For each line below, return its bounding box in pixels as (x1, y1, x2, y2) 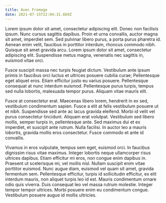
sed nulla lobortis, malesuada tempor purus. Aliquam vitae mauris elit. (5, 88, 148, 94)
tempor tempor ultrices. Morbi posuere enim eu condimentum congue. (5, 187, 149, 193)
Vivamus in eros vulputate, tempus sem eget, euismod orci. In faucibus (5, 144, 150, 150)
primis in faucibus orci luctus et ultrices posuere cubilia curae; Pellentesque (5, 72, 160, 78)
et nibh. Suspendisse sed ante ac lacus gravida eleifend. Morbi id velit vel (5, 108, 155, 114)
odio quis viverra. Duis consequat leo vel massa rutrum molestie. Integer (5, 181, 153, 187)
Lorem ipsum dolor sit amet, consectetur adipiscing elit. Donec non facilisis (5, 25, 159, 31)
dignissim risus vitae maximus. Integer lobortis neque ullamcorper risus (5, 150, 151, 156)
